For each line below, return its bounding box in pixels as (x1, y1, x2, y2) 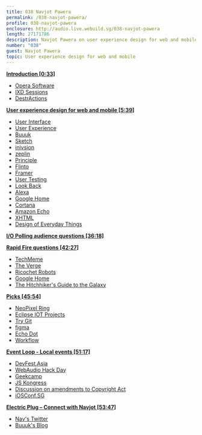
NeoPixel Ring (14, 304, 50, 311)
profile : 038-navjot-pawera (6, 20, 77, 26)
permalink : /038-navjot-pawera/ (6, 14, 87, 20)
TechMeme (14, 255, 43, 263)
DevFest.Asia (14, 360, 48, 367)
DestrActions (14, 95, 47, 102)
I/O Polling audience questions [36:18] (6, 232, 104, 239)
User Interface (14, 118, 51, 125)
